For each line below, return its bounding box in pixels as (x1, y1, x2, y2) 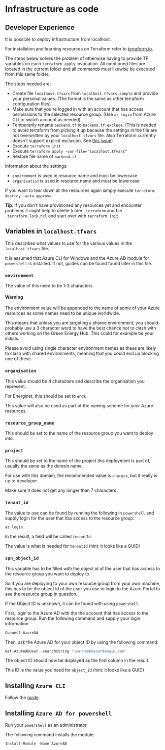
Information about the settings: (5, 163, 68, 169)
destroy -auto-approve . (5, 193, 53, 198)
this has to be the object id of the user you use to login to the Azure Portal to (5, 585, 160, 592)
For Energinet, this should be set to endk (5, 393, 86, 399)
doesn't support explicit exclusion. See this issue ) (12, 138, 113, 143)
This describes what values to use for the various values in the (5, 240, 132, 246)
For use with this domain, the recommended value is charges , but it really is (5, 472, 158, 478)
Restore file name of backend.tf (12, 153, 77, 159)
